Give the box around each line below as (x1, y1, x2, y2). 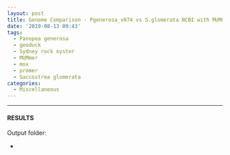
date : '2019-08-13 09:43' (7, 23, 81, 29)
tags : (7, 29, 23, 36)
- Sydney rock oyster (13, 48, 75, 55)
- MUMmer (13, 55, 38, 61)
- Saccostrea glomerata (13, 73, 81, 81)
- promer (13, 67, 38, 74)
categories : (7, 80, 41, 87)
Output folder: (7, 129, 47, 137)
